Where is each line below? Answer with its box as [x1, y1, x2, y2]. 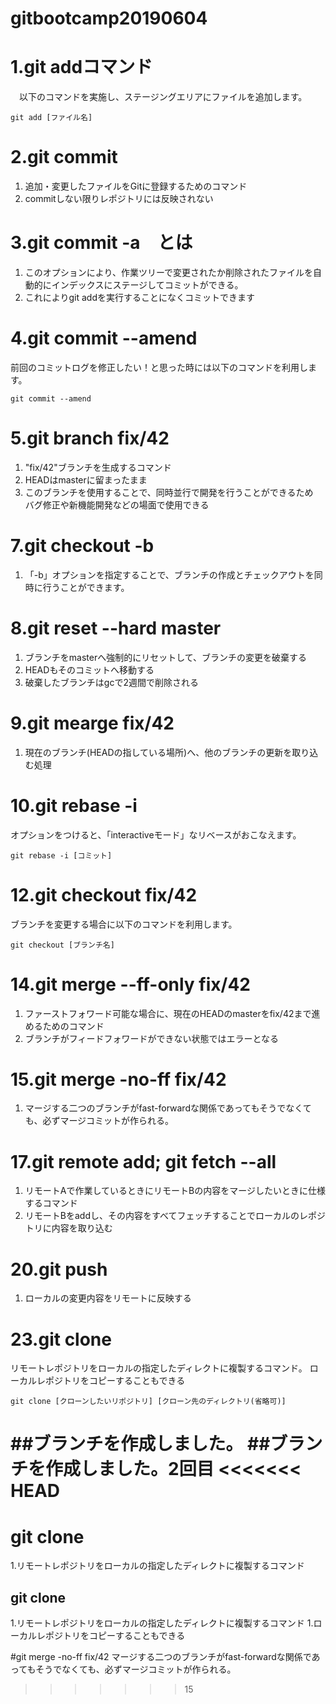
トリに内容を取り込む [24, 1222, 113, 1234]
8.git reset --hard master [10, 617, 222, 639]
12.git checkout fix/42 [10, 883, 198, 906]
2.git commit [10, 146, 118, 169]
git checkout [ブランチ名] [10, 940, 115, 950]
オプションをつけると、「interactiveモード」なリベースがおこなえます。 [10, 828, 302, 841]
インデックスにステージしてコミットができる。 [51, 279, 244, 291]
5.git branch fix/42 [10, 427, 170, 450]
